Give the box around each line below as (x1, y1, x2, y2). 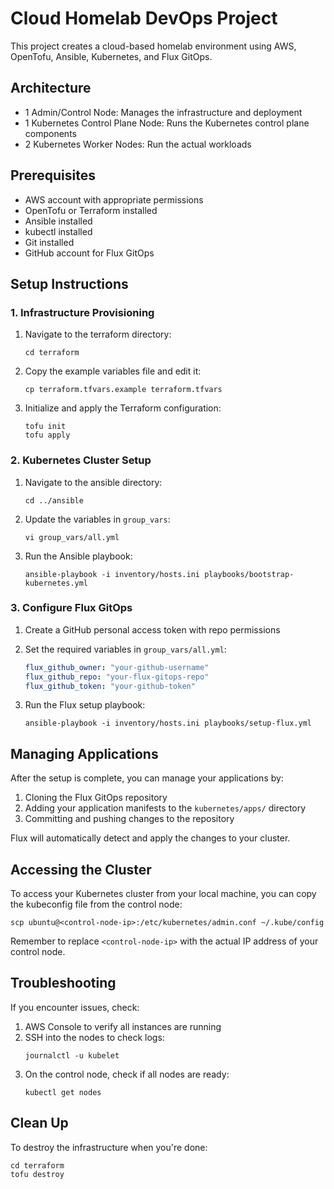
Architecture (10, 80, 92, 97)
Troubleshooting (10, 975, 117, 992)
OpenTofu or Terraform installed (24, 204, 158, 216)
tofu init (24, 422, 67, 432)
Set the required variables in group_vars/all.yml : (24, 643, 227, 655)
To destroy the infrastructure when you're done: (10, 1141, 208, 1153)
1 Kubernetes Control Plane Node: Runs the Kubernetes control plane (24, 117, 310, 129)
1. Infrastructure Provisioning (10, 305, 155, 319)
